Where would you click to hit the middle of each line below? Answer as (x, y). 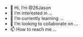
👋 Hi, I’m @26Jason (30, 8)
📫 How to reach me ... (33, 29)
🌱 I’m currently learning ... (37, 18)
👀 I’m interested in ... (31, 13)
